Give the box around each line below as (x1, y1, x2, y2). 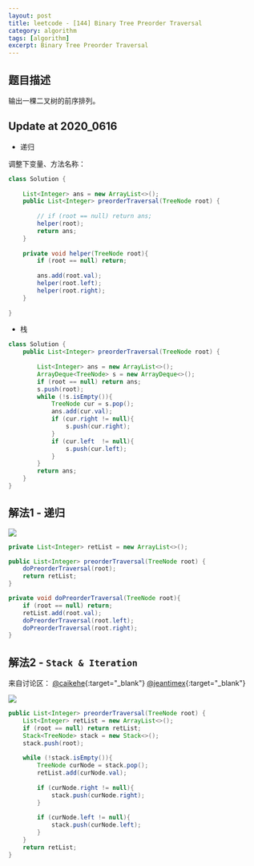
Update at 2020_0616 (8, 119, 118, 133)
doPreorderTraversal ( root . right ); (22, 624, 138, 632)
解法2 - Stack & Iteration (8, 655, 138, 669)
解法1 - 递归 (8, 506, 66, 520)
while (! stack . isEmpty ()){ (22, 754, 113, 762)
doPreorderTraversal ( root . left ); (22, 616, 135, 625)
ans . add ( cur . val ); (50, 408, 113, 416)
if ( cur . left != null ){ (50, 437, 135, 445)
